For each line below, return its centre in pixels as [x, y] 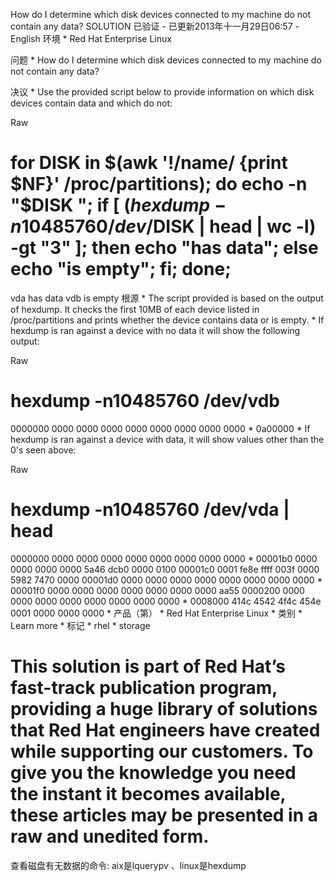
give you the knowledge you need [153, 773]
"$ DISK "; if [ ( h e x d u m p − [118, 205]
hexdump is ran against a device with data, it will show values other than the [167, 439]
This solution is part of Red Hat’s [148, 666]
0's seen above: [43, 450]
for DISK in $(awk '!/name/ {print [149, 163]
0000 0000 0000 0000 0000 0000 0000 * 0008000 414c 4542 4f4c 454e [166, 601]
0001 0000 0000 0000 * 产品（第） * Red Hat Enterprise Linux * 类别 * [156, 613]
